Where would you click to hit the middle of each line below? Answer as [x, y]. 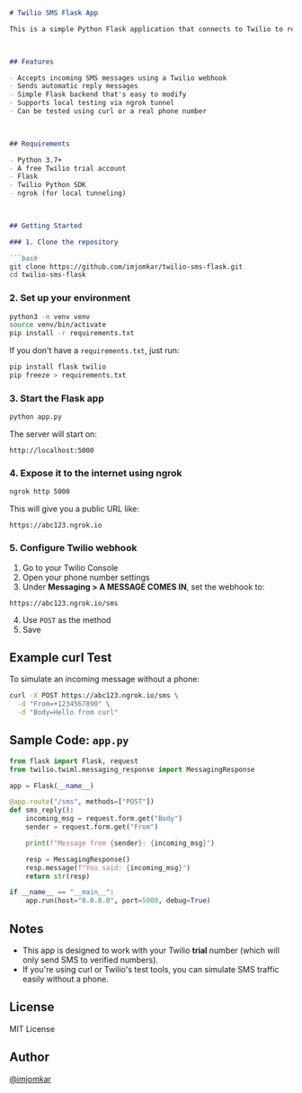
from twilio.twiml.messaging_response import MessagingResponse [132, 769]
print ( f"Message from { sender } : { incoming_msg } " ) [120, 843]
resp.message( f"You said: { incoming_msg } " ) [108, 867]
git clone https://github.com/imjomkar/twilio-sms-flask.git [126, 267]
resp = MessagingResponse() [78, 859]
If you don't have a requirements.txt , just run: [94, 351]
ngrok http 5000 [40, 492]
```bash [24, 258]
